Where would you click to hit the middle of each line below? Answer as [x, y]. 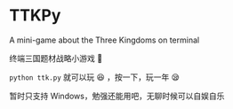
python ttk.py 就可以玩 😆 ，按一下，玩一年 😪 [95, 77]
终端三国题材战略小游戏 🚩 [56, 58]
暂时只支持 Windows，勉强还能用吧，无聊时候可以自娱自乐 [117, 96]
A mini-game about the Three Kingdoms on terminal [104, 40]
